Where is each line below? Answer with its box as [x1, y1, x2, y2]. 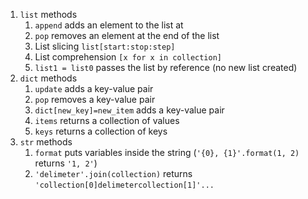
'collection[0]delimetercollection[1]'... [34, 180, 215, 190]
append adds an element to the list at [34, 19, 184, 31]
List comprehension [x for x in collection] [34, 51, 222, 63]
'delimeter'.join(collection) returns [34, 168, 193, 179]
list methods [19, 9, 78, 20]
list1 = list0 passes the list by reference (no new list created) [34, 62, 298, 73]
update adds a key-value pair [34, 83, 154, 94]
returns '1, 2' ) [34, 157, 98, 169]
